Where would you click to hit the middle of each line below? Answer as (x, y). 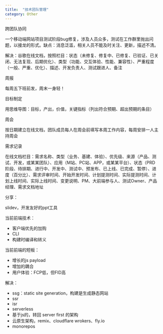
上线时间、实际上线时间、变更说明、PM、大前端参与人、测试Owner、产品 (83, 181)
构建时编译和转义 (29, 240)
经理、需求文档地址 (24, 187)
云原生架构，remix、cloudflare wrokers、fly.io (58, 321)
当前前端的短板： (22, 250)
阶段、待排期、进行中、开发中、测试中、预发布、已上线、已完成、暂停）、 (79, 168)
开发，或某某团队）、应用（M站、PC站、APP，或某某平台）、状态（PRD (84, 162)
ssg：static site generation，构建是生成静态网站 (60, 293)
